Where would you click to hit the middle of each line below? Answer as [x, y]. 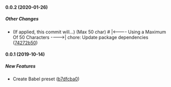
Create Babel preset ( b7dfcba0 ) [46, 79]
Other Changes [22, 19]
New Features [20, 66]
